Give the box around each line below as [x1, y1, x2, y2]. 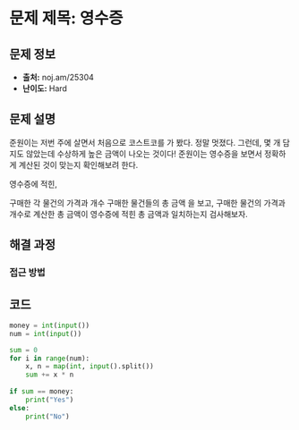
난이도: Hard [21, 83, 67, 94]
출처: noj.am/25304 [21, 72, 94, 82]
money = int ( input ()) [9, 321, 90, 330]
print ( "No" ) [25, 412, 70, 421]
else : [9, 403, 30, 412]
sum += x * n [25, 370, 74, 380]
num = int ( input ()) [9, 329, 82, 338]
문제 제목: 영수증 [9, 8, 124, 29]
